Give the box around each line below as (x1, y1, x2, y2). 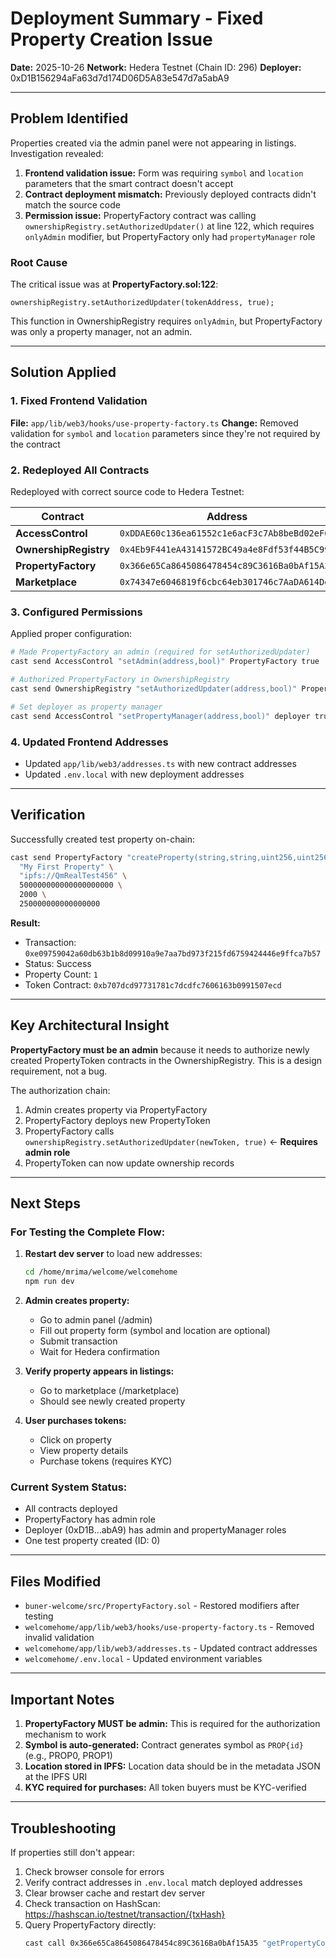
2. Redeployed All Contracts (10, 463, 150, 477)
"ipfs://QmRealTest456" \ (19, 871, 128, 881)
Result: (10, 917, 41, 929)
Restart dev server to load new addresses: (24, 1248, 203, 1260)
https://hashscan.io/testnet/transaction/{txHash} (24, 1908, 226, 1920)
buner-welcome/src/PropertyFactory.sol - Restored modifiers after (24, 1600, 300, 1612)
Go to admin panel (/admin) (39, 1314, 153, 1326)
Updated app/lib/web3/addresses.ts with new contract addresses (24, 757, 297, 769)
